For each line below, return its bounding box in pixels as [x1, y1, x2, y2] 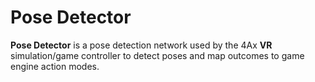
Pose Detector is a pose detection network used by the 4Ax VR [10, 39, 273, 51]
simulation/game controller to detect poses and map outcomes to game [10, 49, 305, 61]
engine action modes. [10, 60, 100, 72]
